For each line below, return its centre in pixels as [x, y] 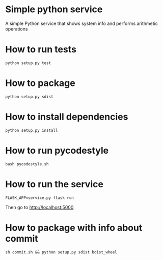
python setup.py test [28, 63]
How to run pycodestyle [57, 150]
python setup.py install [32, 130]
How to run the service [54, 184]
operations [17, 28]
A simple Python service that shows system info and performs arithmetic [81, 23]
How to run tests [41, 50]
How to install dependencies [67, 117]
